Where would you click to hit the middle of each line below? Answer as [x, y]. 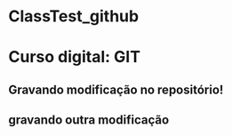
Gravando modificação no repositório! [116, 89]
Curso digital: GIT [75, 57]
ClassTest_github [74, 16]
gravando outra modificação [89, 120]
